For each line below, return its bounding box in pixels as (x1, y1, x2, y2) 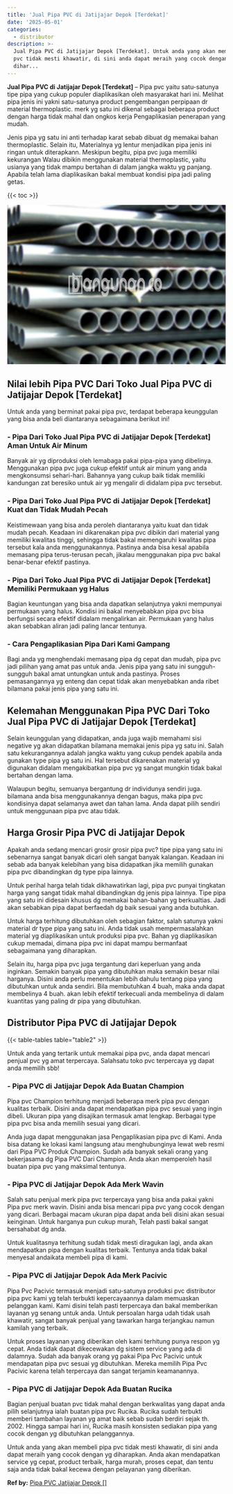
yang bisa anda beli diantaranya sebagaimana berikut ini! (7, 415, 170, 423)
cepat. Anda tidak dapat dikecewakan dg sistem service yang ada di (7, 1344, 202, 1353)
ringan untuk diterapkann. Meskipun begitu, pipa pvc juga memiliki (7, 148, 198, 156)
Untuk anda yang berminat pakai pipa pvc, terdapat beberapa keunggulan (7, 407, 218, 416)
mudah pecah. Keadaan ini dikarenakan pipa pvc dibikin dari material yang (7, 528, 220, 536)
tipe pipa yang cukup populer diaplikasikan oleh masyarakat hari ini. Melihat (7, 90, 224, 98)
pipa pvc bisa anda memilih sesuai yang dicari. (7, 1119, 141, 1128)
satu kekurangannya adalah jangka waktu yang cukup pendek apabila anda (7, 749, 223, 757)
